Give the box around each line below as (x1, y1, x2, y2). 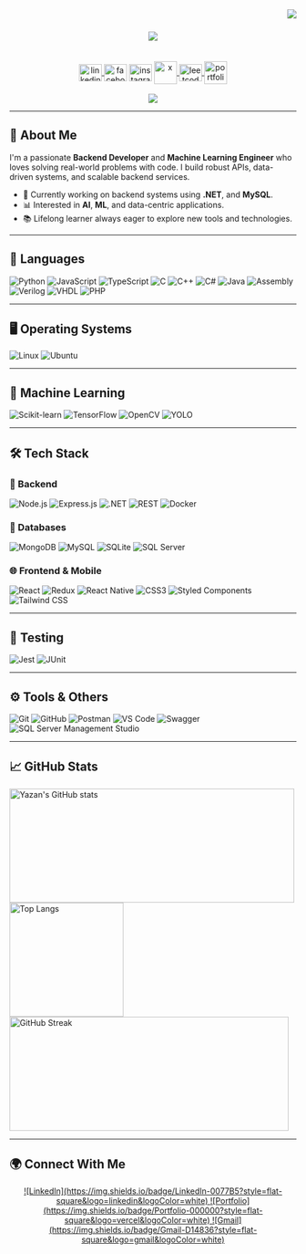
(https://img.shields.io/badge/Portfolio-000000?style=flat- (43, 1205, 263, 1216)
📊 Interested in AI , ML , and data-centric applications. (22, 199, 225, 210)
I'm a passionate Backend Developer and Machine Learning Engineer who (9, 152, 292, 162)
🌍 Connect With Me (9, 1156, 126, 1172)
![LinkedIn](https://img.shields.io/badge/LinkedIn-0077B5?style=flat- (24, 1186, 282, 1197)
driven (9, 171, 34, 182)
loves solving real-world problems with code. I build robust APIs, (9, 162, 252, 172)
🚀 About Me (9, 128, 77, 143)
